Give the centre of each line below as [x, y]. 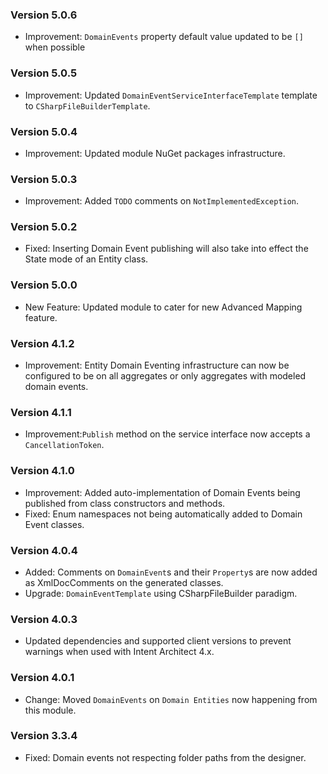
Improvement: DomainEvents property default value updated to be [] [164, 37]
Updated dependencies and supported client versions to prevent [158, 641]
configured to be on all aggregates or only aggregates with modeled [165, 376]
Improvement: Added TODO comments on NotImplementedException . [162, 201]
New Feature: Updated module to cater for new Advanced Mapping [163, 307]
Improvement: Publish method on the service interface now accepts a [167, 434]
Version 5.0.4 [44, 131]
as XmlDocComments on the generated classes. [124, 582]
